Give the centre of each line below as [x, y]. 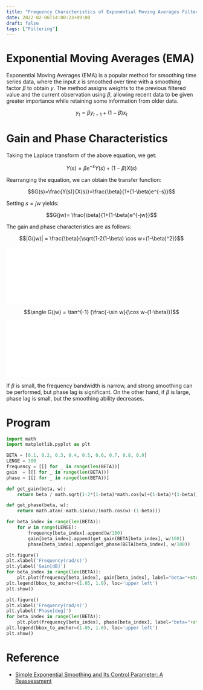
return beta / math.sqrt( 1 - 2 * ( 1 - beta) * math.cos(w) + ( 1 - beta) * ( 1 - [100, 494]
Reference [33, 658]
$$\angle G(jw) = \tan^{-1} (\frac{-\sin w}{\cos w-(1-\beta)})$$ [101, 312]
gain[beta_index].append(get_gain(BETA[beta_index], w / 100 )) [107, 538]
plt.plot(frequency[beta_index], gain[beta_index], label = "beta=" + [104, 578]
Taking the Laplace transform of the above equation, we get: [82, 155]
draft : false [23, 23]
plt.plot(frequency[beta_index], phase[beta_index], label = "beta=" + [105, 622]
